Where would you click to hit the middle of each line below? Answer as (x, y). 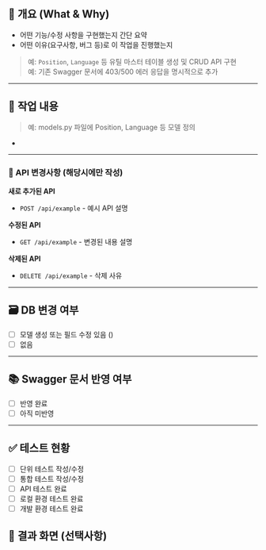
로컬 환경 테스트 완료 (51, 498)
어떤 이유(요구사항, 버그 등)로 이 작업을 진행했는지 (96, 44)
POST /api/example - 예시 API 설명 (74, 208)
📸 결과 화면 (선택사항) (58, 536)
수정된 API (25, 225)
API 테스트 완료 (43, 488)
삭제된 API (25, 258)
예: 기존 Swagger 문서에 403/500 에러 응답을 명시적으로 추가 (123, 71)
